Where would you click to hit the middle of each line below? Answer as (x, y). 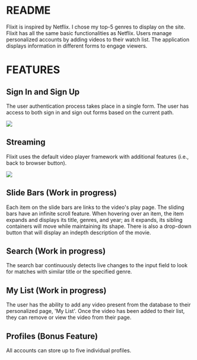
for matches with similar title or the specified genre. (69, 272)
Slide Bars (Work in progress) (61, 193)
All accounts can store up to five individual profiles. (69, 350)
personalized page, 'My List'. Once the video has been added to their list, (96, 311)
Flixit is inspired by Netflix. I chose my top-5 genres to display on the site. (96, 27)
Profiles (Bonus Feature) (52, 336)
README (28, 10)
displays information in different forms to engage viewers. (77, 46)
